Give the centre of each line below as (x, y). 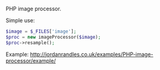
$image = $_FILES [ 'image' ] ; (41, 31)
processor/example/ (31, 60)
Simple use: (20, 20)
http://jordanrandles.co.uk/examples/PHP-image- (92, 54)
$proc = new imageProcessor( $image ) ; (53, 37)
